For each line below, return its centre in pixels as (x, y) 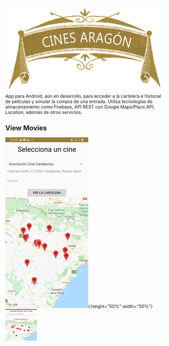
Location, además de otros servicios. (44, 112)
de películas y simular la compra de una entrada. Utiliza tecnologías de (79, 101)
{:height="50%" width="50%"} (121, 306)
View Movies (26, 128)
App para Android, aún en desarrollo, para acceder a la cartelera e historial (83, 96)
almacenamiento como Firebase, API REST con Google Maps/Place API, (80, 107)
